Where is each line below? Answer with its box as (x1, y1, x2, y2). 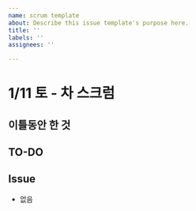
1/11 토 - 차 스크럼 (8, 85, 115, 103)
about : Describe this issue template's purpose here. (8, 19, 190, 27)
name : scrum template (8, 11, 80, 20)
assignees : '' (8, 41, 55, 49)
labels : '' (8, 33, 44, 42)
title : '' (8, 26, 41, 34)
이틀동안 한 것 (8, 118, 71, 131)
